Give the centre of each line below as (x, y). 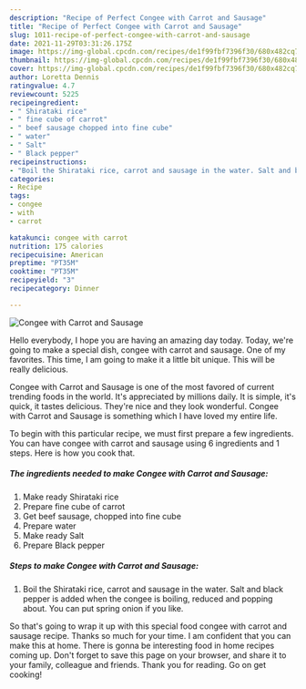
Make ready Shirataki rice (71, 497)
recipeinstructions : (49, 162)
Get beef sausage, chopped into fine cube (102, 516)
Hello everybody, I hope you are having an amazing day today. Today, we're (152, 340)
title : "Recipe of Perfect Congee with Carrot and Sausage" (126, 26)
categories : (32, 179)
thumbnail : (30, 60)
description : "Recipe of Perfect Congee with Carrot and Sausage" (138, 18)
